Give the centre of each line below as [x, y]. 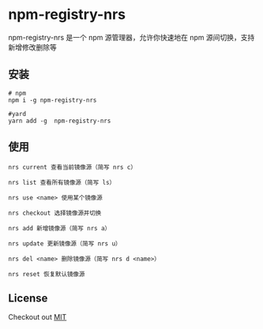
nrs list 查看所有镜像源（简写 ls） [62, 182]
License [28, 298]
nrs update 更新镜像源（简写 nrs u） [65, 243]
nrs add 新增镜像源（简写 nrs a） [60, 228]
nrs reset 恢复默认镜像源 [47, 274]
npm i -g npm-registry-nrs [53, 100]
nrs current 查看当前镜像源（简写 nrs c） [72, 167]
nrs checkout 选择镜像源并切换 [55, 213]
